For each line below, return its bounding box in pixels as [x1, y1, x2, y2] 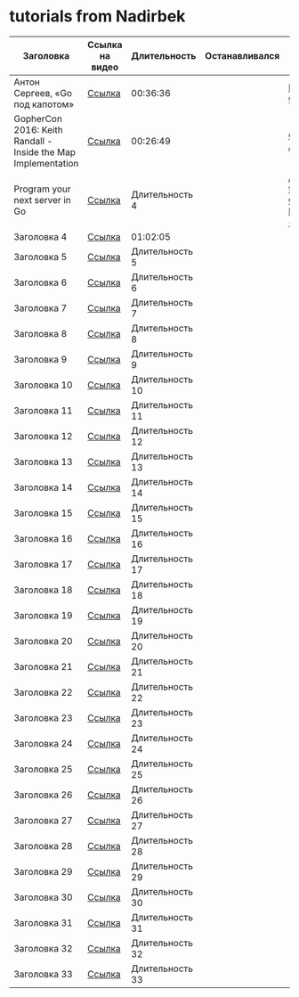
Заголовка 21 [13, 660, 73, 673]
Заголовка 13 [13, 455, 73, 468]
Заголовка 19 [13, 609, 73, 621]
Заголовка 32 [13, 942, 73, 954]
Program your [13, 183, 71, 195]
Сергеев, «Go [13, 86, 73, 99]
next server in [13, 193, 71, 206]
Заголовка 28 [13, 839, 73, 852]
